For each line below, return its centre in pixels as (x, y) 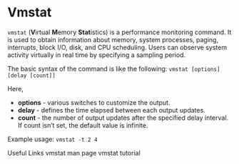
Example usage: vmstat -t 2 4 (52, 139)
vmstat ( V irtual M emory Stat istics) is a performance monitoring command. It (119, 32)
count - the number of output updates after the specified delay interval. (123, 118)
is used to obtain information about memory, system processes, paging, (113, 39)
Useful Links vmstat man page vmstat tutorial (74, 153)
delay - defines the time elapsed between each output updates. (111, 110)
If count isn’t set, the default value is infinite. (83, 125)
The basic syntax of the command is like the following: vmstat (98, 68)
